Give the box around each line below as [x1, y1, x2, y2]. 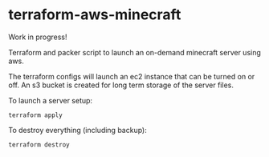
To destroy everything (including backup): [8, 125, 147, 135]
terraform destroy [8, 140, 70, 149]
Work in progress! [8, 32, 67, 42]
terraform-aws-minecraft [8, 6, 181, 24]
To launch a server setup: [8, 95, 93, 105]
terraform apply [8, 111, 63, 119]
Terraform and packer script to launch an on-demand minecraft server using [8, 47, 261, 57]
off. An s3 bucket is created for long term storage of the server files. [8, 80, 234, 90]
